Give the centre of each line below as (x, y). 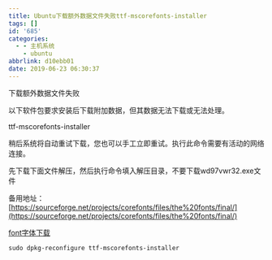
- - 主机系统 (35, 46)
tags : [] (23, 24)
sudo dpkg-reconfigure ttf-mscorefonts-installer (94, 248)
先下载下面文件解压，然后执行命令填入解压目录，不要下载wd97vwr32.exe (131, 171)
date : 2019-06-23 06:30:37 (54, 69)
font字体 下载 (30, 232)
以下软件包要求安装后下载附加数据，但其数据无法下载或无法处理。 (119, 110)
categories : (28, 39)
